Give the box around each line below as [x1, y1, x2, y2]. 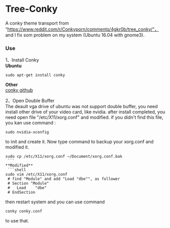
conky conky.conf [5, 209, 42, 214]
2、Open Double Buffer [5, 98, 55, 104]
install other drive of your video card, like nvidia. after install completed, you [5, 109, 165, 115]
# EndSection [7, 190, 36, 195]
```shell [7, 168, 27, 173]
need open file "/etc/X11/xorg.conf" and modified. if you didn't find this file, [5, 114, 164, 120]
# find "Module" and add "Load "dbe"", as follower [7, 176, 120, 182]
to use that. [5, 218, 29, 224]
